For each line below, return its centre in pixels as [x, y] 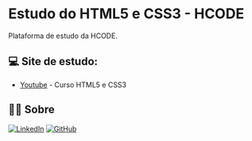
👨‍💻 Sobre [31, 110]
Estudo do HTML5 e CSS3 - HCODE [126, 14]
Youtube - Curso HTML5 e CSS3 [73, 85]
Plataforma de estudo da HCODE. [63, 36]
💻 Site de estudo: [53, 61]
